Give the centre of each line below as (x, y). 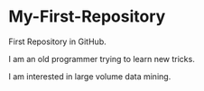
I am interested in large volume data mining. (90, 76)
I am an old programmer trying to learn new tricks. (102, 59)
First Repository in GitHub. (57, 41)
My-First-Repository (87, 17)
